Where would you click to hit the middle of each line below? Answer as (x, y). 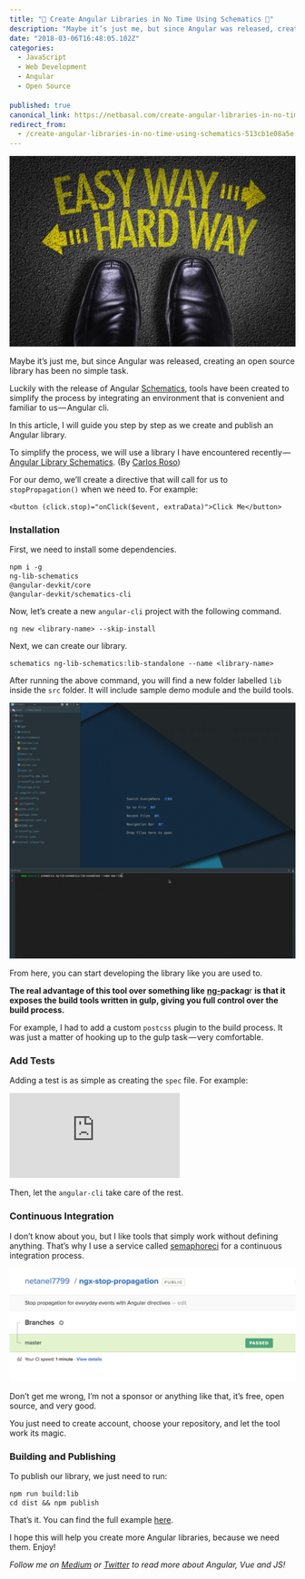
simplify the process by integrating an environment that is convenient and (147, 397)
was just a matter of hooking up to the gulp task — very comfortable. (137, 1037)
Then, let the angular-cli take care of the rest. (97, 1192)
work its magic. (38, 1433)
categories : (32, 48)
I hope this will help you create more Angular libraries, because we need (144, 1537)
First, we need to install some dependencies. (93, 550)
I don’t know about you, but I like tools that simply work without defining (144, 1236)
